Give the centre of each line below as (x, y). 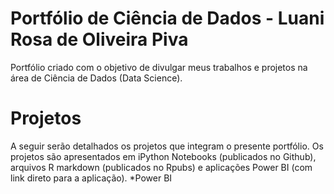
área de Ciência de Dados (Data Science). (96, 78)
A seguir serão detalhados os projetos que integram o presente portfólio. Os (167, 146)
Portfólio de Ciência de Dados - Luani (167, 18)
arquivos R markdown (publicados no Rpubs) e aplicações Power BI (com (161, 167)
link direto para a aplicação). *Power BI (91, 178)
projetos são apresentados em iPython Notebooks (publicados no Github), (163, 156)
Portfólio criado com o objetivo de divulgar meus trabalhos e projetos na (159, 67)
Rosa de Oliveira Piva (99, 39)
